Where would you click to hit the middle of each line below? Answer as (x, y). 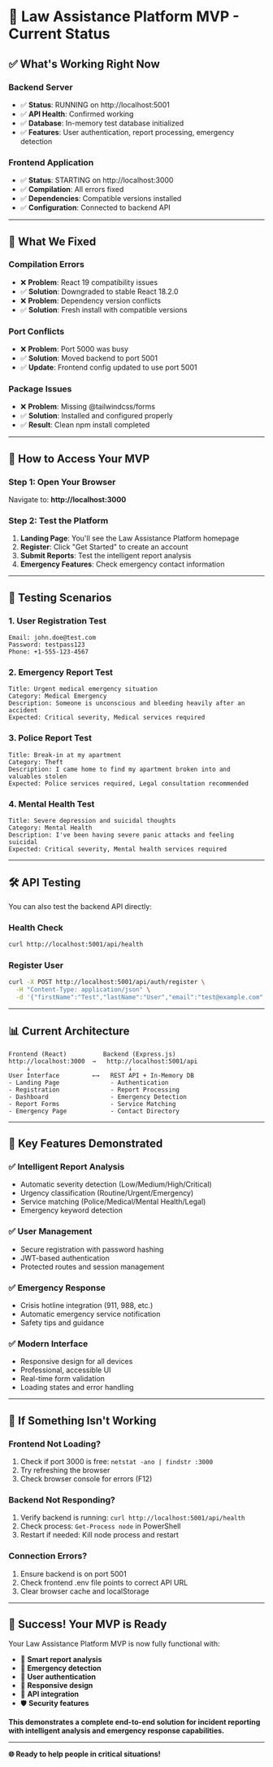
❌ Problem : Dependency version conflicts (90, 300)
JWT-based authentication (65, 1257)
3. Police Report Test (50, 738)
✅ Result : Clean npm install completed (85, 425)
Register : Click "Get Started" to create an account (104, 547)
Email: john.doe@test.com (52, 638)
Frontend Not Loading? (55, 1444)
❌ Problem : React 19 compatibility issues (89, 282)
